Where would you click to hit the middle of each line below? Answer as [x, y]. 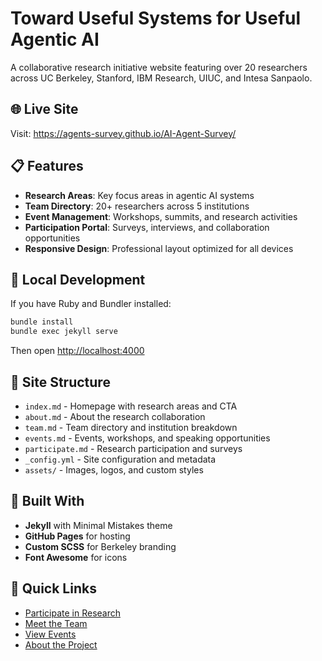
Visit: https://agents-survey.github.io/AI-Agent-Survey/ [123, 133]
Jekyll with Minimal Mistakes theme [98, 525]
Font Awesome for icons [76, 557]
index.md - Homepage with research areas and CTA [131, 406]
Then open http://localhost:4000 [77, 351]
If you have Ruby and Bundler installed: [91, 304]
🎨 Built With [47, 501]
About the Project [61, 644]
